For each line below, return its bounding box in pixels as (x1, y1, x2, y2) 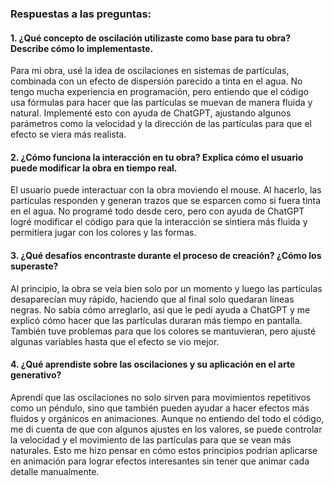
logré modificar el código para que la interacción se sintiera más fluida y (10, 216, 308, 228)
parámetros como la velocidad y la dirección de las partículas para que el (10, 118, 312, 130)
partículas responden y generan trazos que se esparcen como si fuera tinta (10, 195, 322, 207)
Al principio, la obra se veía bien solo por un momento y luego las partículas (10, 282, 323, 294)
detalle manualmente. (10, 465, 100, 477)
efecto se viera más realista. (10, 128, 127, 141)
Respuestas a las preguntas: (10, 7, 152, 21)
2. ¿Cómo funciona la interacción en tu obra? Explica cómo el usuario (10, 151, 304, 163)
